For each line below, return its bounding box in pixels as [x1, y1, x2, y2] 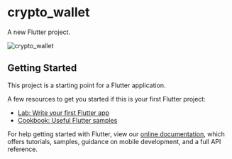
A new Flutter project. [7, 28, 71, 36]
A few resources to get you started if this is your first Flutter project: [7, 94, 206, 103]
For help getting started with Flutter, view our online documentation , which [7, 129, 226, 138]
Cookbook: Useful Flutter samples [17, 116, 118, 124]
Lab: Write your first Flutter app [17, 108, 110, 117]
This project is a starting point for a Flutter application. [7, 81, 166, 89]
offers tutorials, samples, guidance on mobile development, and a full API [7, 137, 221, 146]
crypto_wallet [7, 4, 90, 21]
